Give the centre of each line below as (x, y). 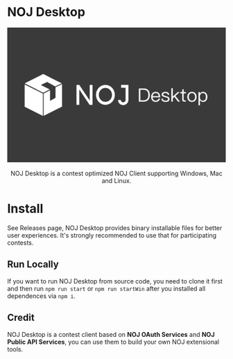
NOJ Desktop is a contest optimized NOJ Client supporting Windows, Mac (116, 173)
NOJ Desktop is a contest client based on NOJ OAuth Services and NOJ (111, 334)
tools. (15, 349)
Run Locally (33, 264)
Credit (21, 318)
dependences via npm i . (42, 296)
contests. (20, 243)
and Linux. (116, 181)
